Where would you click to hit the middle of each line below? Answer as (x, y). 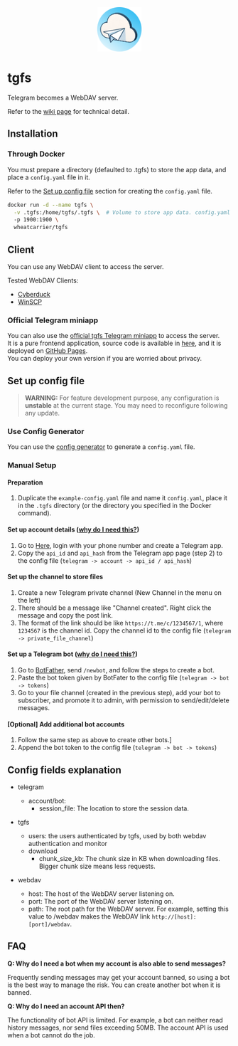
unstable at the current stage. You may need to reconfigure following (126, 406)
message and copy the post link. (65, 615)
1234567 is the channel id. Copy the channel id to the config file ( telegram (124, 630)
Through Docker (36, 154)
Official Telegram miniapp (53, 320)
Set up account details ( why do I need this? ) (74, 529)
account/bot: (47, 801)
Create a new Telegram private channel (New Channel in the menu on (119, 592)
